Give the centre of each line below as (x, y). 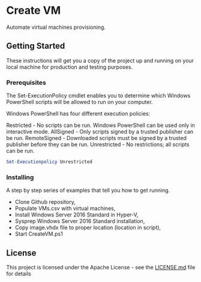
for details (19, 274)
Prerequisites (26, 82)
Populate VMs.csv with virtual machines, (65, 209)
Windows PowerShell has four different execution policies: (78, 114)
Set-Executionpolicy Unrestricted (49, 162)
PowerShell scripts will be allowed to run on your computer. (79, 102)
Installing (20, 177)
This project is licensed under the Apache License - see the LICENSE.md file (101, 268)
